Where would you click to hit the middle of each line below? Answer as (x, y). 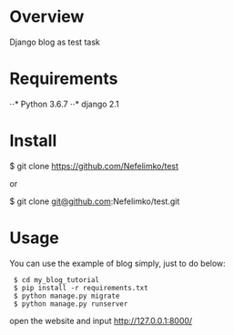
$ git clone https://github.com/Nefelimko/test (94, 166)
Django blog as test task (55, 42)
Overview (47, 17)
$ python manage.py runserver (71, 304)
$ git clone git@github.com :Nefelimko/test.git (95, 201)
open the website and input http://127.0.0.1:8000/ (101, 320)
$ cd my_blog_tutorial (56, 279)
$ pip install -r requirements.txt (81, 288)
